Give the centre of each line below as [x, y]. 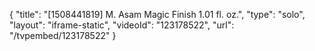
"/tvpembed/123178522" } [63, 35]
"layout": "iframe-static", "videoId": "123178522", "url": [122, 25]
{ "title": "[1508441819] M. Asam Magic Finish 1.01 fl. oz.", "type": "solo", [157, 14]
